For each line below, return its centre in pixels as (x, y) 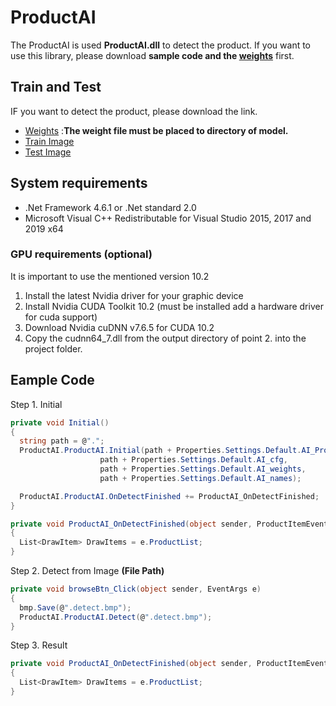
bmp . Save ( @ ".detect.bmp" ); (75, 607)
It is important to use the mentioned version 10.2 (110, 276)
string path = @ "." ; (62, 441)
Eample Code (52, 380)
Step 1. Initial (36, 404)
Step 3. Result (39, 645)
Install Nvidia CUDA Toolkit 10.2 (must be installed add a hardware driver (174, 306)
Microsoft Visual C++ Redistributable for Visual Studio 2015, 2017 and (168, 218)
